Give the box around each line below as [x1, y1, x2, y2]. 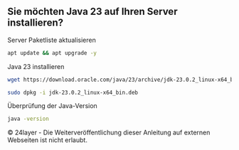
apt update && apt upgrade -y [7, 49, 97, 56]
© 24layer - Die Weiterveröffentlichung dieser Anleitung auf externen [7, 128, 211, 137]
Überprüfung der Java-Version [7, 102, 97, 110]
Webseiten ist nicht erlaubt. [7, 136, 87, 144]
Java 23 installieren [7, 62, 65, 70]
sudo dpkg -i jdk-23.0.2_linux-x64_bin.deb [7, 89, 139, 96]
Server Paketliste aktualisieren [7, 36, 96, 44]
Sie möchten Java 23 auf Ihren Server [7, 6, 178, 18]
